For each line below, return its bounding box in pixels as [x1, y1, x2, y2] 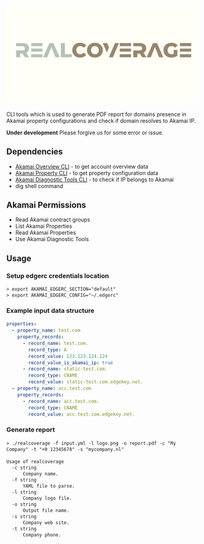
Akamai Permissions [6, 200, 87, 210]
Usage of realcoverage [6, 459, 64, 465]
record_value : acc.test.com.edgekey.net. [28, 411, 136, 417]
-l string [12, 489, 37, 495]
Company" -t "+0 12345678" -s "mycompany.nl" [6, 446, 124, 452]
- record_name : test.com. [22, 340, 89, 346]
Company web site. [22, 520, 70, 526]
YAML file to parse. [22, 483, 75, 489]
